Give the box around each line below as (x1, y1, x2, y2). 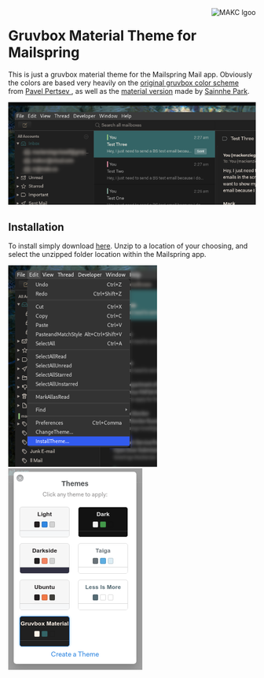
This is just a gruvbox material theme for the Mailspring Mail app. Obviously (8, 69, 253, 79)
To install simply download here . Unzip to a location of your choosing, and (8, 241, 248, 251)
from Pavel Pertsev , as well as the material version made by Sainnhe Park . (8, 86, 250, 95)
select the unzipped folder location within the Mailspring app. (8, 250, 207, 259)
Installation (8, 220, 64, 233)
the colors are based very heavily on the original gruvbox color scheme (8, 78, 240, 88)
